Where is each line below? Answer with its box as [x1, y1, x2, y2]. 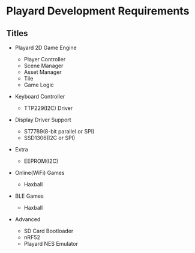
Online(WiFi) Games [14, 169, 65, 176]
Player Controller [23, 56, 66, 62]
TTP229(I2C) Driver [23, 105, 73, 112]
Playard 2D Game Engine [14, 44, 77, 51]
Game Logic [23, 81, 54, 88]
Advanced [14, 216, 41, 223]
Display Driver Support [14, 116, 71, 123]
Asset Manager [23, 69, 62, 76]
